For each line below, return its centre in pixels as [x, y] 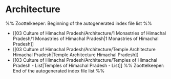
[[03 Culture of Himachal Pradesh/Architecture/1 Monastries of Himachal [89, 33]
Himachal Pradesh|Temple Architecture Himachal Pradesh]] [76, 55]
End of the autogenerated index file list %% [59, 71]
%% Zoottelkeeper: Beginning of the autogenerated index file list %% [79, 23]
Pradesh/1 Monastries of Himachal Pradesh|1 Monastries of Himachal [85, 38]
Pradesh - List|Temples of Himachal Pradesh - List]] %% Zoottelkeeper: [89, 65]
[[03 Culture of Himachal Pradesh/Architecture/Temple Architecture [84, 49]
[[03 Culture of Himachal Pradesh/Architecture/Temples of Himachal [85, 60]
